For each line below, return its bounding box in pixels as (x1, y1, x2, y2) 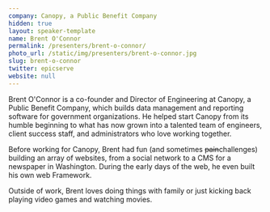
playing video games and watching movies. (8, 194, 153, 204)
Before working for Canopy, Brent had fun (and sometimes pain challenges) (8, 144, 259, 154)
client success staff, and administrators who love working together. (8, 129, 232, 138)
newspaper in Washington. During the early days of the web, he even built (8, 161, 255, 171)
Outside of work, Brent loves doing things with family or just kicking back (8, 185, 252, 195)
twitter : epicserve (8, 65, 74, 73)
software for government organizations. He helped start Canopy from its (8, 111, 249, 121)
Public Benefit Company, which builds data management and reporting (8, 103, 244, 112)
